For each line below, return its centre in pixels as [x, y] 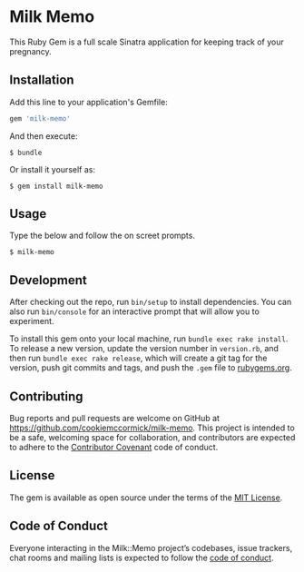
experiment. [32, 321]
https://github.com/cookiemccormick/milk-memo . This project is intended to [152, 428]
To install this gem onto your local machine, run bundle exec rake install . [149, 339]
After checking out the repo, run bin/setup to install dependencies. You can [151, 302]
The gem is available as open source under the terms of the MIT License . [146, 498]
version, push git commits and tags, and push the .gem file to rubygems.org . [151, 368]
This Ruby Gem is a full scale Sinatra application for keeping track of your [147, 42]
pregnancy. [30, 51]
